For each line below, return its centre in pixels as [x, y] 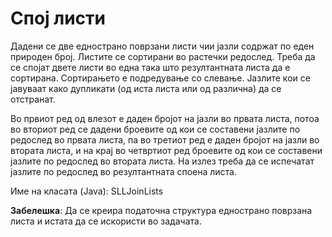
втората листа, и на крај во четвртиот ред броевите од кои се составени [166, 150]
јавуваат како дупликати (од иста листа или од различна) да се [146, 88]
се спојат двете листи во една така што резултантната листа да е [150, 67]
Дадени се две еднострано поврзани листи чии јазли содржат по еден [162, 46]
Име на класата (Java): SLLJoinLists [87, 191]
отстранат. [33, 99]
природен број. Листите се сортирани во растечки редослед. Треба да [163, 56]
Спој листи [58, 18]
